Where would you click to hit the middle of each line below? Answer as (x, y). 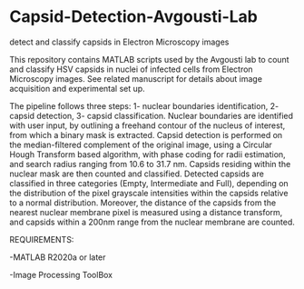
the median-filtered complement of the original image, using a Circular (141, 144)
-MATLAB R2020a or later (58, 257)
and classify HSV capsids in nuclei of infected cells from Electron (131, 69)
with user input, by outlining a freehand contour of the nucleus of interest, (147, 125)
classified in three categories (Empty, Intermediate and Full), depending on (149, 183)
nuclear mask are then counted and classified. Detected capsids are (137, 174)
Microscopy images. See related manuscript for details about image (136, 78)
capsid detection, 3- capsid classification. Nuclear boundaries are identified (151, 115)
